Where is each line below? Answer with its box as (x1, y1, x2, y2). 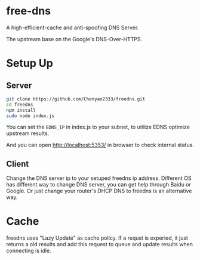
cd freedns (6, 102, 33, 108)
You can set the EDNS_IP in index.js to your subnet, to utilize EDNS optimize (6, 124, 190, 131)
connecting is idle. (6, 247, 52, 255)
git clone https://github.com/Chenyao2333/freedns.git (6, 96, 146, 102)
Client (6, 158, 29, 169)
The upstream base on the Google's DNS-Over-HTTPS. (6, 35, 143, 42)
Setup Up (6, 57, 54, 70)
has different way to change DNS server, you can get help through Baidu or (6, 181, 191, 188)
